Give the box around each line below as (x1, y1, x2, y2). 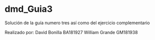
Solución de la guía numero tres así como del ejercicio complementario (4, 20, 150, 26)
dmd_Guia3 (4, 3, 53, 15)
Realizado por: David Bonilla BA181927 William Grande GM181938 (4, 29, 138, 35)
